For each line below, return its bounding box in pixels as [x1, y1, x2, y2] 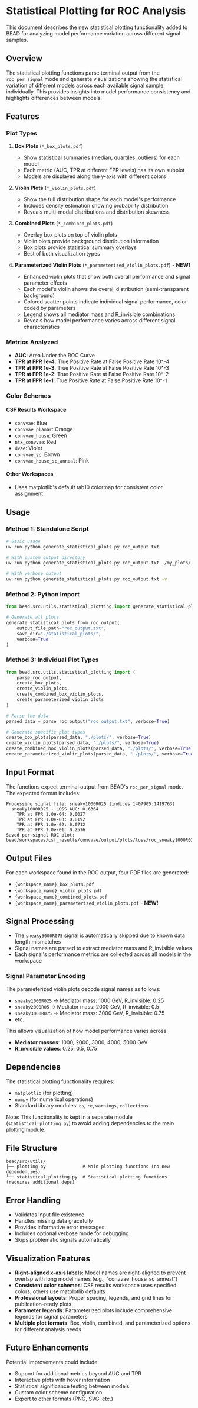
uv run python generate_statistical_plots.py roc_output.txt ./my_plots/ [6, 560, 192, 566]
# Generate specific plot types [6, 729, 85, 735]
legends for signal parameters [14, 1313, 88, 1320]
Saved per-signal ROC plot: [6, 832, 75, 838]
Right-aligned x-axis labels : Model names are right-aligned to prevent [14, 1269, 186, 1276]
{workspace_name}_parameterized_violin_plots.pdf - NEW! [14, 899, 159, 906]
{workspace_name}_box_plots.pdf [14, 881, 94, 887]
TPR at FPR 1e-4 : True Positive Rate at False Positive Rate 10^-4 [14, 358, 170, 365]
